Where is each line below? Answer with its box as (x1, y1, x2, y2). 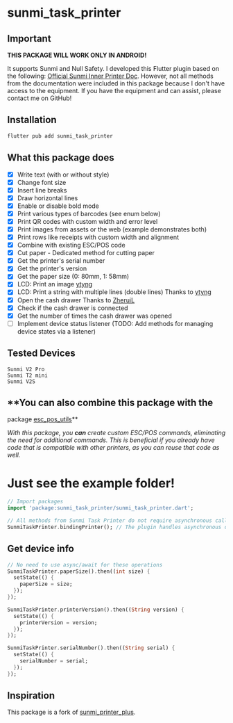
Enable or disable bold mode (17, 202, 99, 210)
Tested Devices (7, 348, 76, 359)
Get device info (7, 543, 74, 555)
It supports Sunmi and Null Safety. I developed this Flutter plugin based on (7, 65, 220, 72)
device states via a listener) (17, 327, 96, 335)
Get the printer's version (17, 264, 87, 273)
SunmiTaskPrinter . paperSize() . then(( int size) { (7, 568, 150, 575)
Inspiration (7, 690, 55, 701)
